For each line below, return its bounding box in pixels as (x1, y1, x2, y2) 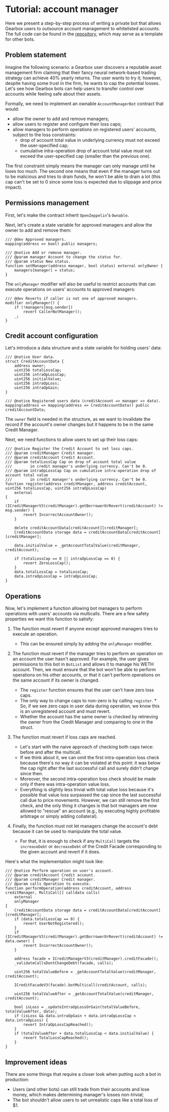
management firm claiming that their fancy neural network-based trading (5, 69, 156, 75)
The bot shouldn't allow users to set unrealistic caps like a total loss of (12, 1097, 158, 1103)
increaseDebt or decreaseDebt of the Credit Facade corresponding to (20, 844, 162, 850)
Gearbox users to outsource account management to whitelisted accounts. (5, 25, 160, 31)
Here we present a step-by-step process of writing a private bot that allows (5, 20, 161, 26)
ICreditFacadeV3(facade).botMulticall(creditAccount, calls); (14, 983, 147, 988)
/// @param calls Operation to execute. (5, 881, 92, 887)
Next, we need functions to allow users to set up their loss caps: (5, 436, 138, 443)
